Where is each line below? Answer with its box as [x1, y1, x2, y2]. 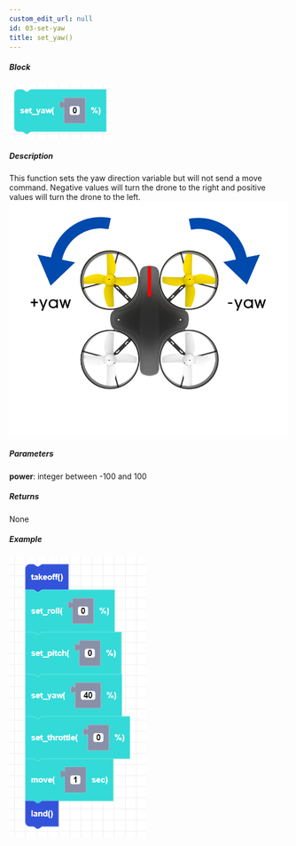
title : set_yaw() [9, 33, 74, 42]
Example [9, 534, 43, 545]
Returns [9, 491, 40, 502]
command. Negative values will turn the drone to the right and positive [9, 182, 266, 193]
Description [9, 150, 54, 161]
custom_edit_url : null [9, 14, 93, 23]
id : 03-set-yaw [9, 23, 66, 33]
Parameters [9, 449, 54, 459]
